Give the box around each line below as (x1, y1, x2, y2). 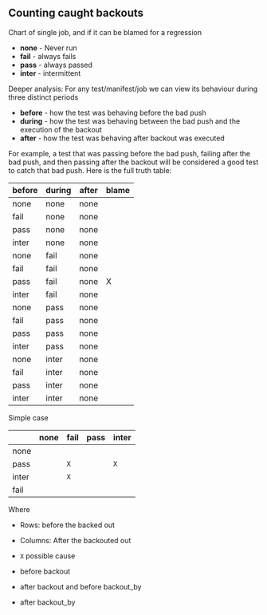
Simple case (8, 412, 49, 422)
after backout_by (19, 597, 76, 607)
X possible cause (19, 550, 76, 561)
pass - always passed (19, 60, 93, 69)
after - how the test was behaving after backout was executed (19, 133, 225, 143)
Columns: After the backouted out (19, 535, 132, 545)
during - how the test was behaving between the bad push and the (19, 116, 241, 126)
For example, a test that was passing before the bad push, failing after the (8, 148, 251, 158)
